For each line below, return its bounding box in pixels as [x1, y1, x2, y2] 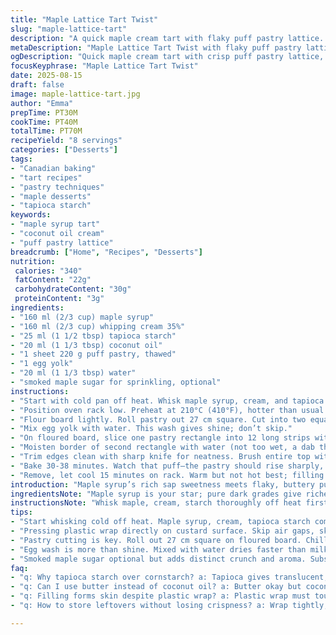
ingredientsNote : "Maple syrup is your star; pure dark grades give [10, 489, 302, 499]
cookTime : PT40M [10, 117, 78, 127]
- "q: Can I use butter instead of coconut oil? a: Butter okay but [10, 582, 302, 592]
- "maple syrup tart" [10, 219, 101, 230]
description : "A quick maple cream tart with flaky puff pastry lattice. [10, 33, 325, 43]
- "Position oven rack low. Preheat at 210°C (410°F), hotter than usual [10, 405, 325, 415]
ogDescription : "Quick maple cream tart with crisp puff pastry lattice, [10, 52, 325, 62]
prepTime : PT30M [10, 107, 78, 118]
